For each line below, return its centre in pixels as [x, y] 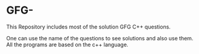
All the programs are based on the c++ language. [67, 45]
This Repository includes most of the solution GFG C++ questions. [88, 27]
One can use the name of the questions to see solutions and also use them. [100, 38]
